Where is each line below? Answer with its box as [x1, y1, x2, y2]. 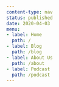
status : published [6, 15, 53, 21]
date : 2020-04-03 [6, 20, 50, 26]
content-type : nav [6, 9, 53, 15]
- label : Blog [6, 43, 43, 50]
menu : [6, 26, 20, 32]
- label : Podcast [6, 66, 50, 72]
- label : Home [6, 32, 43, 38]
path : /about [12, 60, 45, 66]
